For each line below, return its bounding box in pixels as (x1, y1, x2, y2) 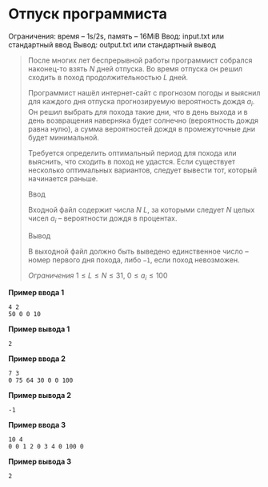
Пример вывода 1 (8, 324, 70, 334)
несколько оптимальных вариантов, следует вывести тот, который (27, 165, 258, 175)
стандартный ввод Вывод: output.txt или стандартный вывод (8, 39, 216, 49)
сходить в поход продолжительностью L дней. (27, 72, 189, 82)
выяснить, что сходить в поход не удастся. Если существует (27, 156, 236, 166)
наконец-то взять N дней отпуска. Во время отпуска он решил (27, 63, 242, 73)
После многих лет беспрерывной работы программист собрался (27, 55, 253, 65)
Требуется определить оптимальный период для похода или (27, 148, 238, 157)
